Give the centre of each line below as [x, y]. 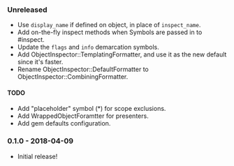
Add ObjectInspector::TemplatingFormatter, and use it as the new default [122, 54]
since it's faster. [40, 62]
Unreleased [27, 10]
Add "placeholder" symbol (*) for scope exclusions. [92, 108]
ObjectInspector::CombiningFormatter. [73, 77]
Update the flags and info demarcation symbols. [88, 47]
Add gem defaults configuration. [64, 123]
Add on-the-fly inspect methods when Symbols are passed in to [110, 32]
